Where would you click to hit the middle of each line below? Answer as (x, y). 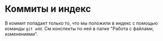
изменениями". (22, 34)
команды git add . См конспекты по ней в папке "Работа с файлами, (79, 28)
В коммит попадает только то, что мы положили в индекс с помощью (81, 23)
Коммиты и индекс (48, 9)
